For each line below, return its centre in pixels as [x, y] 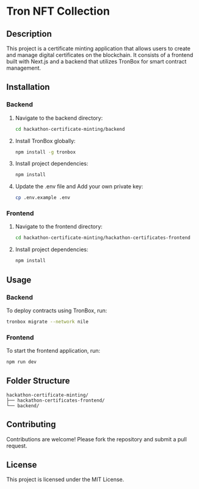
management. [24, 68]
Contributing [31, 425]
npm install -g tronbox [45, 152]
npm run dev [21, 362]
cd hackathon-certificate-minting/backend [70, 129]
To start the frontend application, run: [53, 351]
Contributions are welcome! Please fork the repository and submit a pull [97, 439]
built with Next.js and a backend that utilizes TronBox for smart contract [96, 61]
